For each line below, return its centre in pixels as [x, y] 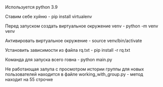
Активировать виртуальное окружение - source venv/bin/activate [74, 41]
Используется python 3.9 [32, 7]
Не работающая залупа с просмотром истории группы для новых [75, 69]
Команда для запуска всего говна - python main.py [59, 60]
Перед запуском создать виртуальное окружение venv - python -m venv [82, 26]
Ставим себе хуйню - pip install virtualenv [49, 16]
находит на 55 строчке [29, 79]
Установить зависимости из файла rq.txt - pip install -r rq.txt [68, 50]
